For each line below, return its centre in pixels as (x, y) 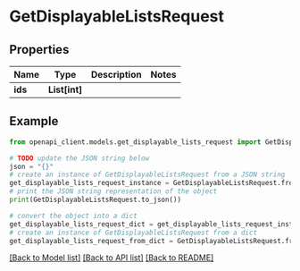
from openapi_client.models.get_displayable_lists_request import (135, 142)
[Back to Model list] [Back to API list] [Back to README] (112, 258)
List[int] (65, 89)
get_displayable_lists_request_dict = (81, 224)
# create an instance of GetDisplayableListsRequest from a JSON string (147, 175)
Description (116, 75)
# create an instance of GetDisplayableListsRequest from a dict (133, 233)
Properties (39, 50)
